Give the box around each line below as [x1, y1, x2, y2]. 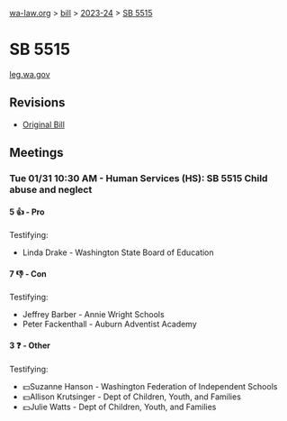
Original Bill [22, 119, 66, 130]
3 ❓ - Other [9, 340, 51, 351]
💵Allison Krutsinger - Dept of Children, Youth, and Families [22, 391, 241, 402]
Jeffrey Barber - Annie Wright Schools [22, 309, 165, 320]
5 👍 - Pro [9, 206, 45, 217]
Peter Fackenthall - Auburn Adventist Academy [22, 319, 198, 330]
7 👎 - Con [9, 268, 47, 279]
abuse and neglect [9, 184, 93, 197]
